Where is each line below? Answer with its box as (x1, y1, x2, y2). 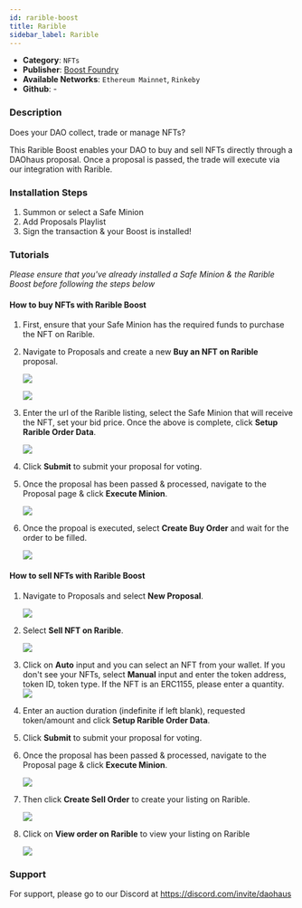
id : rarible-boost (9, 13, 79, 23)
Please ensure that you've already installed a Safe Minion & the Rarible (9, 269, 276, 280)
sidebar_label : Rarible (9, 30, 99, 39)
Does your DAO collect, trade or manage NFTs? (9, 127, 186, 137)
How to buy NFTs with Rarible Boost (9, 299, 146, 310)
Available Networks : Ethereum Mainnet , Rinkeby (22, 74, 201, 85)
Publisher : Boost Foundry (22, 64, 119, 75)
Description (9, 106, 62, 118)
